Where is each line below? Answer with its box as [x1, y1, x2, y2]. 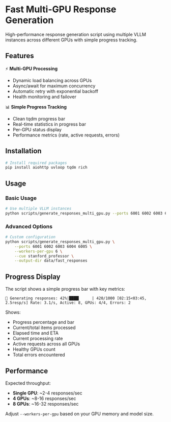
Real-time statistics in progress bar [12, 121, 87, 127]
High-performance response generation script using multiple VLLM [5, 31, 147, 37]
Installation [5, 147, 42, 155]
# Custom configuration [5, 235, 56, 240]
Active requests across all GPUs [12, 341, 80, 347]
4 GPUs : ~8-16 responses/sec [12, 395, 76, 402]
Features [5, 52, 34, 60]
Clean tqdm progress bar [12, 115, 65, 122]
